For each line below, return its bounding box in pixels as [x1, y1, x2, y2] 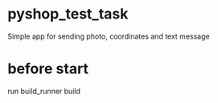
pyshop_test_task [7, 5, 129, 23]
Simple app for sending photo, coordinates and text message [7, 31, 210, 41]
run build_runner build [7, 86, 81, 96]
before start [7, 60, 89, 78]
